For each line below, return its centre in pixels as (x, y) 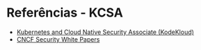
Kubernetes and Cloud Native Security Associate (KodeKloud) (105, 32)
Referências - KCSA (65, 13)
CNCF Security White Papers (58, 39)
